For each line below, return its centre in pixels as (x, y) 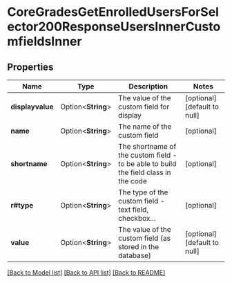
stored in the (139, 247)
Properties (30, 67)
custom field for (144, 107)
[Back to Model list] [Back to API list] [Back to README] (86, 273)
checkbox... (137, 218)
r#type (22, 205)
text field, (133, 210)
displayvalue (32, 107)
